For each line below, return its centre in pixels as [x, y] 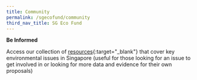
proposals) [20, 71]
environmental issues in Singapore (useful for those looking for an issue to [98, 58]
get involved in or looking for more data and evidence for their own [89, 64]
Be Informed [22, 40]
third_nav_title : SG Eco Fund [44, 23]
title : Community [28, 12]
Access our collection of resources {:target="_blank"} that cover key [90, 52]
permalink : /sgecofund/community [48, 17]
